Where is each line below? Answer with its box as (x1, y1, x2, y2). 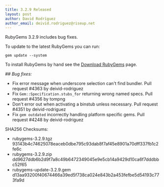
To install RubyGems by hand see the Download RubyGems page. (5, 62, 138, 67)
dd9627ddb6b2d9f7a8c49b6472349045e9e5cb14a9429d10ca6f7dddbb (12, 157, 159, 163)
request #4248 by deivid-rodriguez (12, 117, 84, 123)
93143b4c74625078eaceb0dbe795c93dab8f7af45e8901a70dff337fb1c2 (12, 141, 159, 147)
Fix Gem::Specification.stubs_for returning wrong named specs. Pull (12, 91, 153, 97)
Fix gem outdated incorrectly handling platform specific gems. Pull (12, 112, 145, 118)
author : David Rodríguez (5, 16, 56, 21)
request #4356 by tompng (12, 96, 66, 102)
